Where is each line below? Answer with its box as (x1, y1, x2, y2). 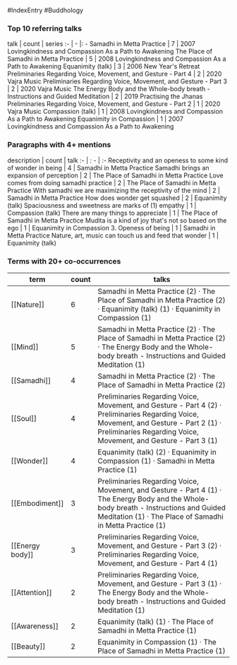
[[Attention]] (11, 587, 52, 597)
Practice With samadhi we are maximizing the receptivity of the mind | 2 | (7, 186, 221, 194)
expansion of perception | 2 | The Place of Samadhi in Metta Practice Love (7, 171, 224, 180)
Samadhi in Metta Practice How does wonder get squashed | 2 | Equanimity (7, 194, 227, 202)
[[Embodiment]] (11, 498, 64, 508)
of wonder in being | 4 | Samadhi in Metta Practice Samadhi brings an (7, 163, 209, 172)
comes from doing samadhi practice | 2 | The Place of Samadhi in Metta (7, 178, 217, 187)
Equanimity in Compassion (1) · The (97, 637, 217, 647)
